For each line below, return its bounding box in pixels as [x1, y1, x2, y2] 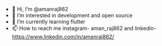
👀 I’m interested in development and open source [11, 12, 133, 19]
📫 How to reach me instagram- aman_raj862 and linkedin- [11, 25, 157, 32]
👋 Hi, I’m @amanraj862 [11, 6, 68, 12]
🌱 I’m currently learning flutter [11, 18, 86, 25]
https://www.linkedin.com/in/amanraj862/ [11, 33, 114, 40]
